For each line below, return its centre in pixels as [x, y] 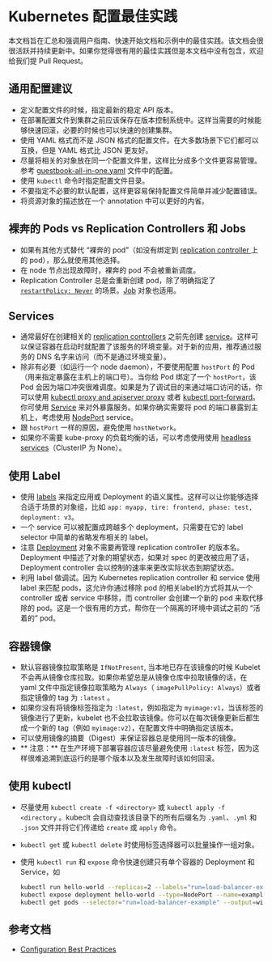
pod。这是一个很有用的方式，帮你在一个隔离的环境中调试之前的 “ [144, 608]
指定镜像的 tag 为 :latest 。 [67, 697]
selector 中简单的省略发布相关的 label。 [86, 537]
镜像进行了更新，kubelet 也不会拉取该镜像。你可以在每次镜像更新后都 [136, 718]
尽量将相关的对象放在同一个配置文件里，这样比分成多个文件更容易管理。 [140, 160]
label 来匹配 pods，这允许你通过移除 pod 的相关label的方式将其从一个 [136, 588]
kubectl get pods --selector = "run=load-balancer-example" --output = [138, 902]
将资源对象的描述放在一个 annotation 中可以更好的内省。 [114, 201]
